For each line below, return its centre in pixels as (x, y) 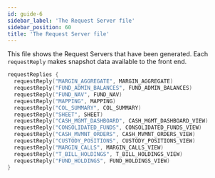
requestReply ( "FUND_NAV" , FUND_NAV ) (68, 94)
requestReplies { (33, 75)
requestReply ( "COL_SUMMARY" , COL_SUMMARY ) (78, 108)
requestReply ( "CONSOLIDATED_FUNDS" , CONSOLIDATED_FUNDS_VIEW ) (108, 128)
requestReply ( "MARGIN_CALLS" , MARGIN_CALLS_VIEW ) (89, 147)
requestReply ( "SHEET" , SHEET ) (58, 115)
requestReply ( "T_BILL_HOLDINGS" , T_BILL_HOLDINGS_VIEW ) (98, 154)
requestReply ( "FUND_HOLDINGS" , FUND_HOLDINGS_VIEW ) (92, 161)
